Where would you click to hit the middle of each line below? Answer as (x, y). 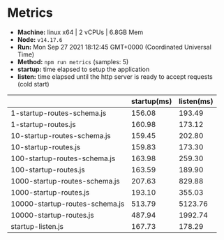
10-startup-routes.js (46, 147)
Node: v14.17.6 (40, 39)
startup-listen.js (37, 226)
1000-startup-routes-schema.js (65, 181)
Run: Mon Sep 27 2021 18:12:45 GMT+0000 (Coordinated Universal (114, 47)
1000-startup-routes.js (50, 192)
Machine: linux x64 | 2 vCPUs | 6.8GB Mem (80, 32)
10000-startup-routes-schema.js (68, 204)
